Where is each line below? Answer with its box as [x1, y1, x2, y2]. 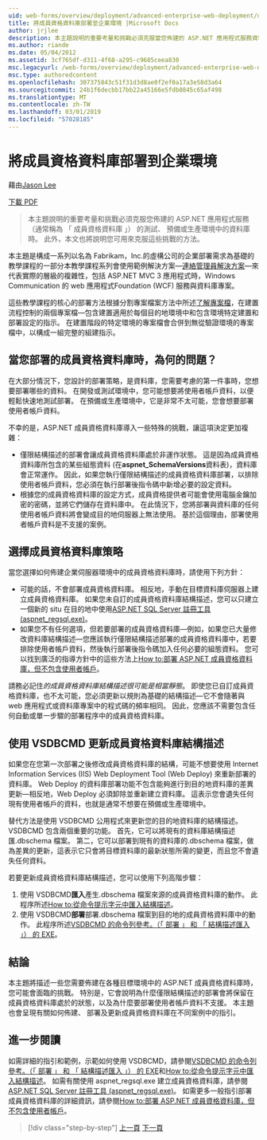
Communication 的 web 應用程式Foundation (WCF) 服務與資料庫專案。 [8, 281, 239, 290]
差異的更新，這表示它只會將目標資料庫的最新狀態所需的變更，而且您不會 [14, 846, 252, 855]
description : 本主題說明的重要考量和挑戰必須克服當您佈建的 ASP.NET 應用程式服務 [8, 33, 253, 42]
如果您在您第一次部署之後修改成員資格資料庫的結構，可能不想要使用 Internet [8, 759, 259, 769]
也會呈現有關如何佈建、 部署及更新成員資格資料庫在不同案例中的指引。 [8, 1008, 240, 1017]
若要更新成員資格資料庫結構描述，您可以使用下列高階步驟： [8, 873, 203, 883]
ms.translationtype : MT [8, 93, 87, 101]
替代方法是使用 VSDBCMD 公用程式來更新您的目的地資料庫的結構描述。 [8, 816, 242, 826]
